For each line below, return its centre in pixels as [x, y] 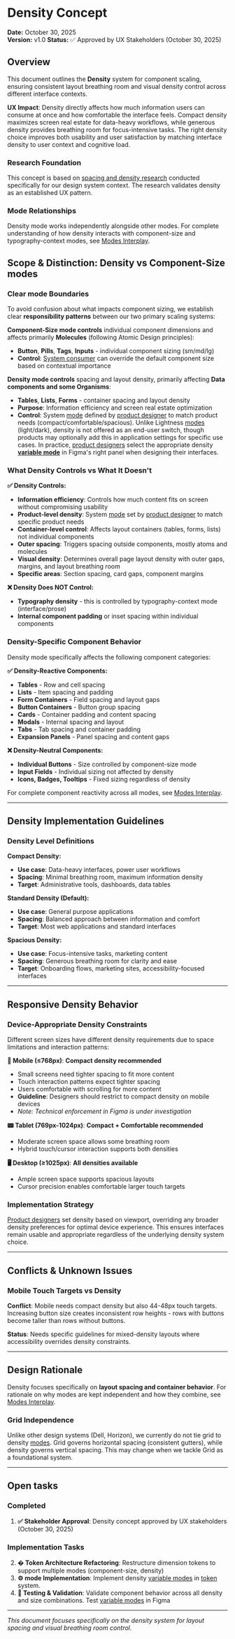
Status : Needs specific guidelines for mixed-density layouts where [104, 1334]
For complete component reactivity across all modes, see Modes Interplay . [115, 792]
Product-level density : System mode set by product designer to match [120, 515]
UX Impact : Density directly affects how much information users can [106, 107]
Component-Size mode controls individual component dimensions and [110, 330]
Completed [27, 1506]
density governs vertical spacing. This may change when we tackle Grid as [115, 1450]
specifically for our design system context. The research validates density [114, 185]
